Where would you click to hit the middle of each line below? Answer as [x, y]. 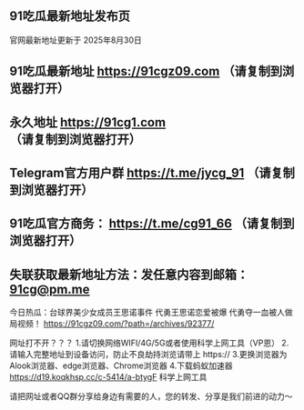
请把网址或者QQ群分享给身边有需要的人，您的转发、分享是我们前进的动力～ [151, 396]
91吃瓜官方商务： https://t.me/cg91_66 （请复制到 [152, 224]
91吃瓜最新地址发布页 [70, 16]
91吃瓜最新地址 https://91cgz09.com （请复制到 [146, 71]
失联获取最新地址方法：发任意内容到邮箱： [129, 274]
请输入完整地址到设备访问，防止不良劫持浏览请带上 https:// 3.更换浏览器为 [148, 355]
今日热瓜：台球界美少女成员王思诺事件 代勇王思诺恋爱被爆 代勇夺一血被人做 [151, 313]
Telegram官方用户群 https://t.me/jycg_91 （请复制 [152, 172]
